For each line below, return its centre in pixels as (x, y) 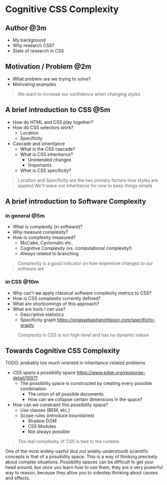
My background (29, 40)
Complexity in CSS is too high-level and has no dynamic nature (83, 335)
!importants (40, 165)
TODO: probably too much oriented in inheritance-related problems (75, 363)
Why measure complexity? (40, 232)
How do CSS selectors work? (43, 127)
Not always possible (49, 432)
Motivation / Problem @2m (48, 67)
